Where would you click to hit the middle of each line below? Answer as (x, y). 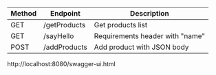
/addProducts (66, 47)
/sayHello (59, 36)
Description (150, 13)
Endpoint (66, 13)
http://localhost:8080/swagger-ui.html (61, 64)
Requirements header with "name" (150, 36)
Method (24, 13)
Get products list (121, 25)
